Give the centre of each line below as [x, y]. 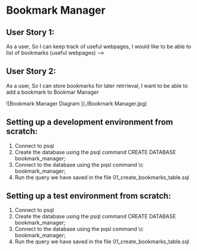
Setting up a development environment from [90, 122]
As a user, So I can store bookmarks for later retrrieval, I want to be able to [97, 85]
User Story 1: [30, 32]
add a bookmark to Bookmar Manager [53, 92]
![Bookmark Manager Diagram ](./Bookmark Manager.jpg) [77, 103]
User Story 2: [31, 72]
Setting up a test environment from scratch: [89, 196]
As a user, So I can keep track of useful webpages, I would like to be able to [99, 46]
